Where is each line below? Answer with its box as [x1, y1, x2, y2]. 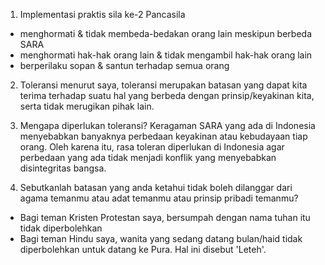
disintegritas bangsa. [19, 162, 107, 174]
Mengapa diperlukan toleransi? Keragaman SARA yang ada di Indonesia [19, 120, 316, 131]
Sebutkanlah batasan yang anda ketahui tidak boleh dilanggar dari [19, 182, 293, 193]
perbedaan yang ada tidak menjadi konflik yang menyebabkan [19, 152, 277, 163]
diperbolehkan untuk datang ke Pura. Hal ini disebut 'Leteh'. [19, 244, 267, 255]
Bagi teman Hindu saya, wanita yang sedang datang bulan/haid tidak [19, 233, 303, 244]
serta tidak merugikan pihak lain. [19, 100, 155, 112]
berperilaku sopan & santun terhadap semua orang [19, 60, 230, 71]
